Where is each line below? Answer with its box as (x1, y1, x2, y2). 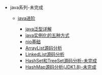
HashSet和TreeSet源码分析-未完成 (25, 58, 97, 63)
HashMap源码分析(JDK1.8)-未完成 (25, 64, 96, 70)
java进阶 (17, 15, 36, 21)
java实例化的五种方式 (25, 32, 70, 38)
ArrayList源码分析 (25, 45, 62, 51)
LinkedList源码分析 (25, 51, 65, 57)
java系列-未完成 (10, 5, 43, 10)
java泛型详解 (25, 26, 52, 32)
